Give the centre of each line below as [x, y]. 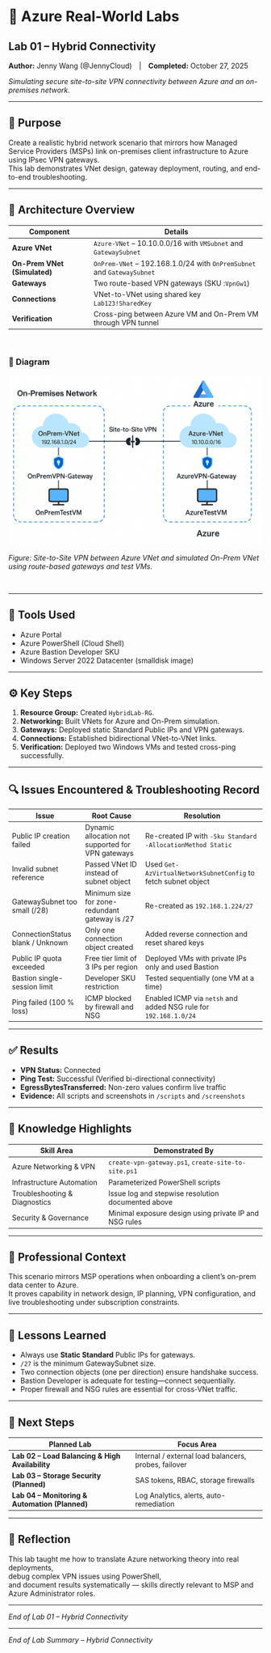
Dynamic [100, 828]
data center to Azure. [44, 1285]
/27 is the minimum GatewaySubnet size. [88, 1363]
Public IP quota [37, 959]
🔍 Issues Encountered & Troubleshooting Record [134, 789]
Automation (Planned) [50, 1504]
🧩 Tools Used [42, 615]
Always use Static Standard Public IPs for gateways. [108, 1355]
